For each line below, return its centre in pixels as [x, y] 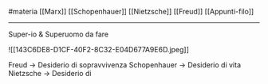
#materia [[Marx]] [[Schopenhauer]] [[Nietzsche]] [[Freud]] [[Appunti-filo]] [131, 11]
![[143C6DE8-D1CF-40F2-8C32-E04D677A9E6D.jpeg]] [99, 50]
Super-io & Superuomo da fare [59, 34]
